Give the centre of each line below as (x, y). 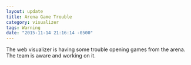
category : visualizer (33, 22)
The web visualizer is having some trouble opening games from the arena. (96, 49)
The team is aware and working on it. (51, 56)
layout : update (25, 11)
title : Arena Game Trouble (39, 17)
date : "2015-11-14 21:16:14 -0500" (50, 33)
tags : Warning (24, 28)
